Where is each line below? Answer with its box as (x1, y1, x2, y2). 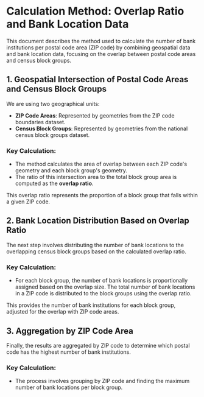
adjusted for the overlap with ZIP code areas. (6, 308, 119, 315)
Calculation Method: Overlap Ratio (6, 4, 185, 18)
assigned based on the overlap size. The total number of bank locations (15, 283, 195, 290)
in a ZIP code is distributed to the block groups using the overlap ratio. (15, 290, 192, 297)
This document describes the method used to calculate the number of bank (6, 37, 196, 44)
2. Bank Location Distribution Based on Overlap (6, 216, 190, 226)
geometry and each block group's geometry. (15, 167, 128, 174)
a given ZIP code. (6, 198, 51, 205)
